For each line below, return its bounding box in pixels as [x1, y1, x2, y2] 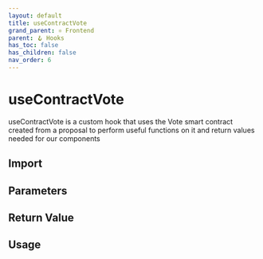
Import [8, 157, 42, 171]
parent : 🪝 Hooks [8, 33, 65, 42]
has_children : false [8, 49, 77, 57]
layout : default [8, 11, 62, 20]
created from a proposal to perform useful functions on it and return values [8, 125, 255, 135]
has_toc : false [8, 41, 59, 49]
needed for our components [8, 133, 101, 143]
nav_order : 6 [8, 57, 52, 65]
